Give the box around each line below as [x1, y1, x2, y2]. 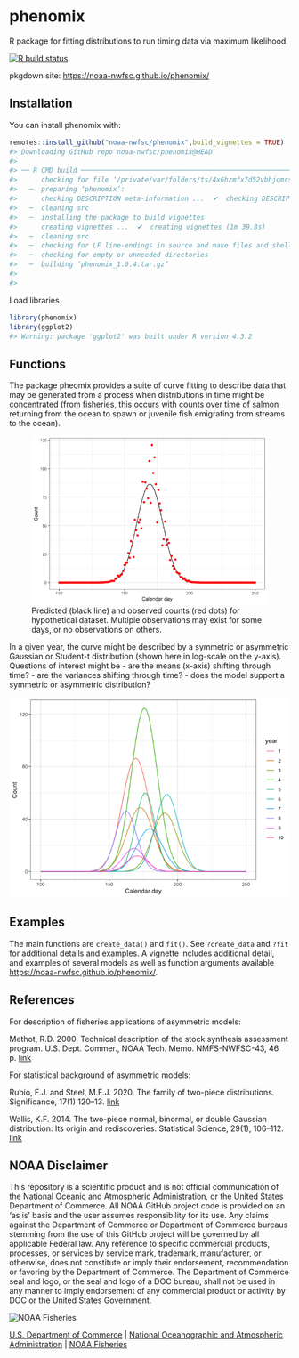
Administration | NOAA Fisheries [9, 1339, 127, 1350]
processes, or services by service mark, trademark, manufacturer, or [9, 1248, 262, 1258]
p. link [9, 1052, 32, 1063]
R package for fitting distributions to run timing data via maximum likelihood [9, 36, 287, 46]
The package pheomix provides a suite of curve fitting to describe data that [9, 380, 287, 391]
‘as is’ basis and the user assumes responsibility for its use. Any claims [9, 1210, 270, 1221]
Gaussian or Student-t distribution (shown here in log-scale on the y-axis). [9, 651, 282, 662]
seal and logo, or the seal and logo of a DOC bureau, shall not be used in [9, 1276, 276, 1287]
